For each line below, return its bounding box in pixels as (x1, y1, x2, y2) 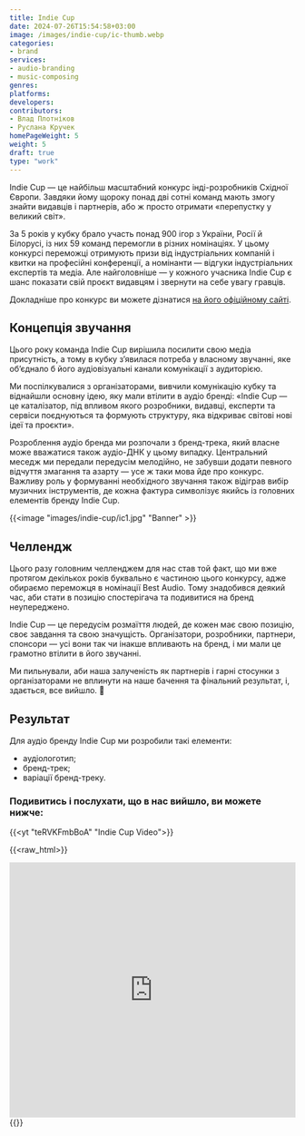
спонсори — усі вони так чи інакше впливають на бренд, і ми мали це (9, 639, 281, 650)
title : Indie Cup (9, 13, 75, 23)
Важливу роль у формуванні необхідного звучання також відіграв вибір (9, 475, 289, 486)
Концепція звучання (9, 319, 132, 336)
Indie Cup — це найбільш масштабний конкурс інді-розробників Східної (9, 181, 289, 192)
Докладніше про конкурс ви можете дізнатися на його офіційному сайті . (9, 294, 292, 305)
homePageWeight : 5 (9, 132, 79, 141)
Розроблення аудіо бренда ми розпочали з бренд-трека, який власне (9, 437, 280, 448)
